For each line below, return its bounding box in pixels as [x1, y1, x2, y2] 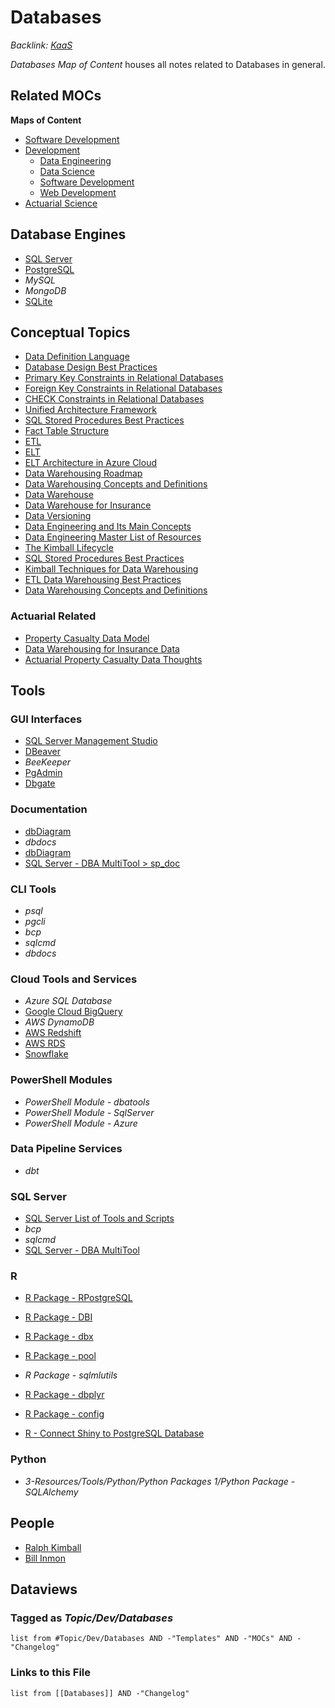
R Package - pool [24, 1350, 97, 1362]
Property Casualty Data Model [24, 632, 150, 644]
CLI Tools [10, 882, 57, 896]
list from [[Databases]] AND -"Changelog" [10, 1688, 190, 1698]
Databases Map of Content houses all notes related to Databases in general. [10, 58, 326, 70]
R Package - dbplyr [24, 1389, 105, 1401]
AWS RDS [24, 1037, 66, 1050]
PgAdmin [24, 767, 63, 779]
